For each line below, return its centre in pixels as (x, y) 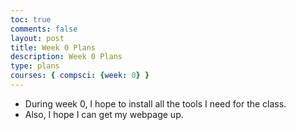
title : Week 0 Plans (53, 47)
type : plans (35, 66)
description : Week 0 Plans (66, 57)
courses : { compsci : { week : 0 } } (80, 76)
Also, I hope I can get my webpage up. (104, 114)
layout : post (37, 38)
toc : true (31, 19)
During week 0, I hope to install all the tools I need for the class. (155, 103)
